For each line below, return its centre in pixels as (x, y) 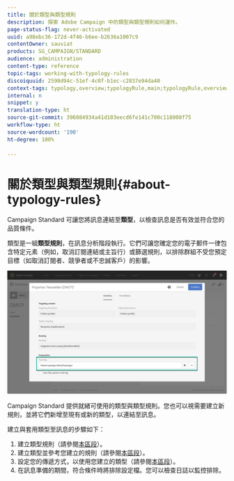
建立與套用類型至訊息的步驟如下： (56, 429)
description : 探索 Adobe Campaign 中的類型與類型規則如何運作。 (94, 22)
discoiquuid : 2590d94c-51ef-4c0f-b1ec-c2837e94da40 (84, 81)
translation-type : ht (39, 110)
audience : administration (45, 59)
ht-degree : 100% (31, 139)
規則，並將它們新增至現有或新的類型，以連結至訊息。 (84, 414)
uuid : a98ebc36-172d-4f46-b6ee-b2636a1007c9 (73, 37)
